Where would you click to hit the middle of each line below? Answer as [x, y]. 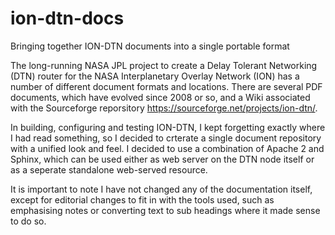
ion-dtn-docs [67, 18]
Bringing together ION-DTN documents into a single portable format [150, 46]
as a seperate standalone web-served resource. [109, 169]
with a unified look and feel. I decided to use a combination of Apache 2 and [167, 148]
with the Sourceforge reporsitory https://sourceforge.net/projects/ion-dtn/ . [164, 108]
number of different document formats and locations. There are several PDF [166, 86]
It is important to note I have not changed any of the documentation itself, [161, 189]
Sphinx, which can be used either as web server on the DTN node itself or [162, 159]
